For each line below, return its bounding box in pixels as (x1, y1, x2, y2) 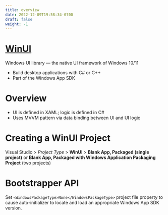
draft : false (5, 17, 33, 22)
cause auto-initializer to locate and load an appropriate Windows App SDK (5, 200, 160, 205)
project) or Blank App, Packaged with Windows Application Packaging (5, 154, 156, 160)
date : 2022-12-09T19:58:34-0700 (5, 12, 73, 17)
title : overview (5, 7, 39, 13)
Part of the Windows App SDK (12, 75, 76, 81)
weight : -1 (5, 21, 28, 27)
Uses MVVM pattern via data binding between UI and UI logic (12, 115, 141, 121)
